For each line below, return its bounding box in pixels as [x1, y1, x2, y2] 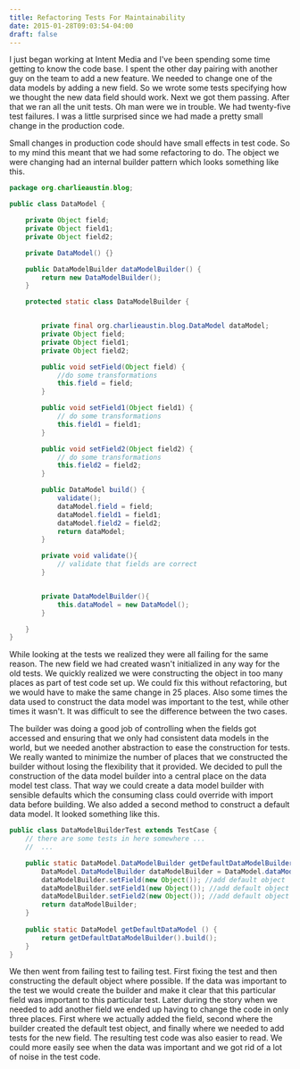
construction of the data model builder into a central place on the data [9, 771, 267, 781]
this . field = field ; [56, 379, 134, 388]
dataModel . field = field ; [56, 502, 154, 511]
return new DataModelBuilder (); [41, 273, 162, 282]
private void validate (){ [41, 551, 138, 561]
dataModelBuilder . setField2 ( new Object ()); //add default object [41, 892, 290, 901]
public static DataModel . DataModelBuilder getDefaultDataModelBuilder [25, 858, 294, 867]
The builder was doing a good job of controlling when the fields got [9, 723, 257, 734]
